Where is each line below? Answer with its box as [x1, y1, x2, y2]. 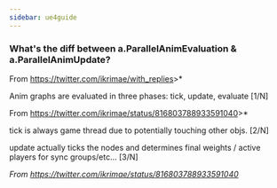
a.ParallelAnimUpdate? [9, 53, 111, 66]
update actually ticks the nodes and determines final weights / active [9, 142, 261, 153]
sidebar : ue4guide [9, 12, 77, 22]
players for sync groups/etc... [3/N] [9, 152, 139, 162]
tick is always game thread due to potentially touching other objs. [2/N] [9, 125, 269, 136]
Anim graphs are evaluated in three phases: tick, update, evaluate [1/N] [9, 90, 269, 101]
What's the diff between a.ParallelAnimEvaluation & [9, 42, 237, 54]
